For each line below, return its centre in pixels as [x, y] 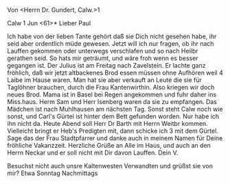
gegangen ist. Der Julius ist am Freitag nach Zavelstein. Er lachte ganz [106, 65]
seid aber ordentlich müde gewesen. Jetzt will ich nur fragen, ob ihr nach [111, 43]
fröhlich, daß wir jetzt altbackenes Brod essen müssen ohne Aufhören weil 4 [115, 73]
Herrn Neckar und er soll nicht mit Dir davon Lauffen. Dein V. [93, 153]
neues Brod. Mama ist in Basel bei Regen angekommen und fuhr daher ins [112, 94]
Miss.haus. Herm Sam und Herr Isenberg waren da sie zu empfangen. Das [112, 102]
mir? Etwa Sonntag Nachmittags [53, 173]
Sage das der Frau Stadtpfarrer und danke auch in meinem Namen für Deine [115, 138]
